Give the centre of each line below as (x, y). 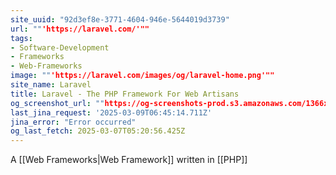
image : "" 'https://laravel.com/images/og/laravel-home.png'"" (142, 76)
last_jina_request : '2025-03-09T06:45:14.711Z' (111, 112)
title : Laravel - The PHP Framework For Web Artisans (125, 94)
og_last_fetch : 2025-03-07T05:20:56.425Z (98, 131)
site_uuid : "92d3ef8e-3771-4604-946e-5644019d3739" (120, 19)
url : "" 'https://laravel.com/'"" (80, 29)
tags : (21, 38)
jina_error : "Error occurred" (73, 122)
